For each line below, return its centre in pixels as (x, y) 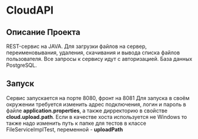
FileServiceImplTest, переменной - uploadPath (65, 129)
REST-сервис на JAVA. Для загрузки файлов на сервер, (76, 46)
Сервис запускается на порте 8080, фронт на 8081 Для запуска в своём (98, 98)
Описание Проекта (43, 32)
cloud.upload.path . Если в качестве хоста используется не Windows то (97, 117)
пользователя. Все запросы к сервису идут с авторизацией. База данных (99, 59)
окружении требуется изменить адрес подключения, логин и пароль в (96, 104)
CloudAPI (30, 10)
